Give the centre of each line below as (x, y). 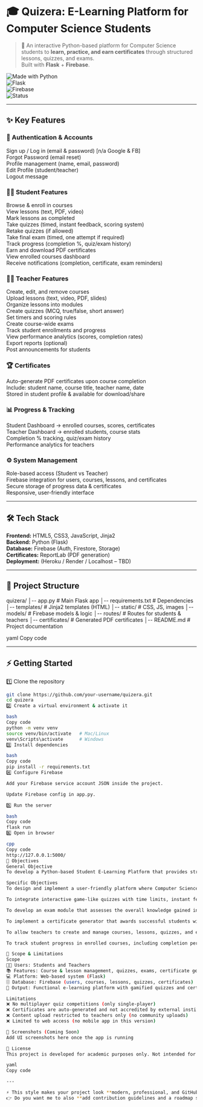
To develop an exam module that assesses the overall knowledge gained (98, 910)
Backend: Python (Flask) (37, 542)
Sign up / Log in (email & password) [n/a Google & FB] (73, 150)
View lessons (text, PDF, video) (45, 211)
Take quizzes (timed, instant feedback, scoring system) (75, 224)
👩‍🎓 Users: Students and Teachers (48, 965)
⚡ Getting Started (39, 663)
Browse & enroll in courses (40, 205)
